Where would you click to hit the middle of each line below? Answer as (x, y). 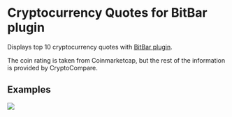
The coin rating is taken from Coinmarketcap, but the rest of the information (116, 60)
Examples (29, 89)
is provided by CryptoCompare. (52, 68)
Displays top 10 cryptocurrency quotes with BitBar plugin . (90, 47)
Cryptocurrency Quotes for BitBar (107, 13)
